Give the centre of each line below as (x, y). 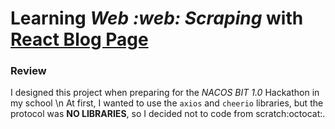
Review (28, 71)
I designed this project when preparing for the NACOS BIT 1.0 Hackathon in (165, 93)
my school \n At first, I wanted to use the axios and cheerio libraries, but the (167, 103)
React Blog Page (79, 39)
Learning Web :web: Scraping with (157, 18)
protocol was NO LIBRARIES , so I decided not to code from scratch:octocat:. (168, 114)
